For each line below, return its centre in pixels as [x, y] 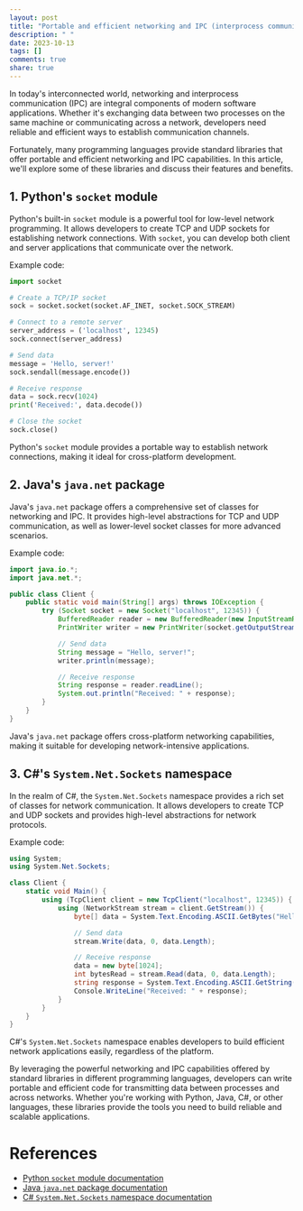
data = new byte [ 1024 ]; [119, 966]
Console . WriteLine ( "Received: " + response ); [161, 991]
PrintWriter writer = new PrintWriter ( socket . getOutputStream [177, 628]
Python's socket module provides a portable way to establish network [139, 446]
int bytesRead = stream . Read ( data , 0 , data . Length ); [175, 975]
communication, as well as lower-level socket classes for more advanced [145, 526]
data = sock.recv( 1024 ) [54, 397]
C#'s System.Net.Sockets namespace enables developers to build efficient [147, 1041]
